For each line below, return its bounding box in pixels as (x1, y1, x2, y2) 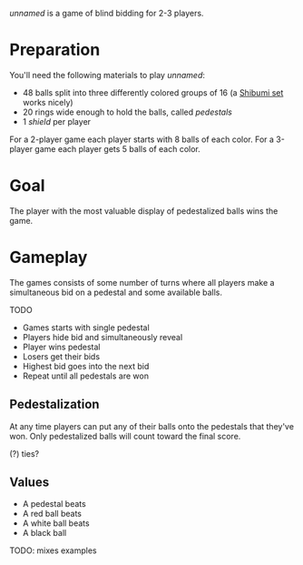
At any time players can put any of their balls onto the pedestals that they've (9, 420, 295, 431)
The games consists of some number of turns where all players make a (9, 277, 275, 288)
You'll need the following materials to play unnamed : (9, 69, 206, 80)
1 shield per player (22, 116, 92, 126)
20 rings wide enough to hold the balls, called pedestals (22, 106, 233, 117)
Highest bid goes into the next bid (22, 360, 150, 371)
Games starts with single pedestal (22, 322, 150, 333)
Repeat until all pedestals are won (22, 370, 150, 381)
